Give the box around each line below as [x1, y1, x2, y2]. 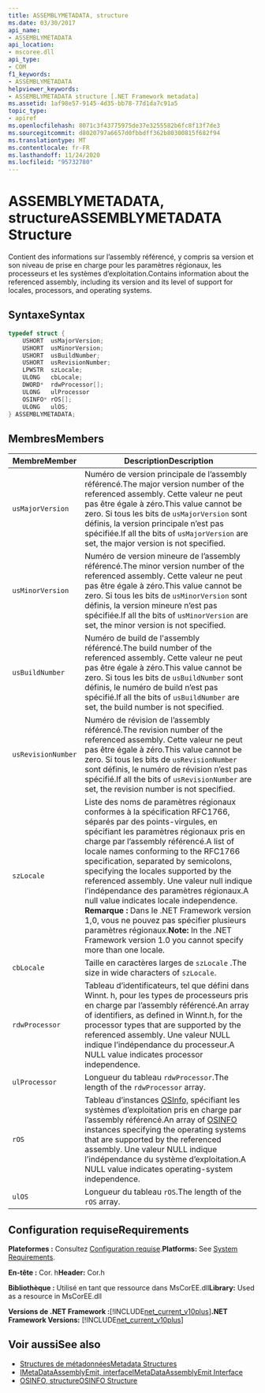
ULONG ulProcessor [22, 388, 90, 396]
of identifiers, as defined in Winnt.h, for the [84, 1010, 243, 1021]
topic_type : [8, 107, 47, 115]
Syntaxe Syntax [8, 309, 85, 322]
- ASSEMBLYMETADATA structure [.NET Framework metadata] [8, 92, 200, 100]
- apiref [8, 115, 37, 122]
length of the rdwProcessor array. [84, 1082, 207, 1093]
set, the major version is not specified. [84, 538, 226, 549]
